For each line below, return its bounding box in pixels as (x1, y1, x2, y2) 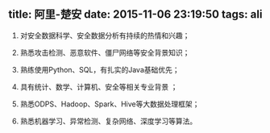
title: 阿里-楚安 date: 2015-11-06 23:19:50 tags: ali (8, 7, 263, 22)
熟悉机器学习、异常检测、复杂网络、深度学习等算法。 (19, 116, 197, 126)
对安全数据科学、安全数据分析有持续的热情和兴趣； (19, 31, 190, 40)
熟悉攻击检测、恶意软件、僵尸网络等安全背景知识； (19, 48, 190, 57)
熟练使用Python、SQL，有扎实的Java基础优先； (19, 64, 180, 74)
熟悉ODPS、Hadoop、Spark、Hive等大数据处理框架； (19, 99, 200, 109)
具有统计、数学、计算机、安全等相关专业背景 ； (19, 81, 178, 91)
